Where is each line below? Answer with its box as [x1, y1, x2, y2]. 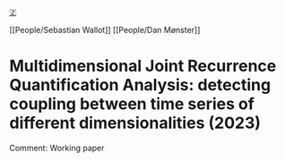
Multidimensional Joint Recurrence [9, 56, 277, 76]
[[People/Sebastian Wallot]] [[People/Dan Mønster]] [9, 25, 201, 35]
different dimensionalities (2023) [9, 113, 262, 133]
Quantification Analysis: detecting [9, 75, 272, 96]
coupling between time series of [9, 94, 255, 115]
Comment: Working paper [9, 142, 105, 153]
